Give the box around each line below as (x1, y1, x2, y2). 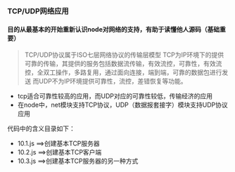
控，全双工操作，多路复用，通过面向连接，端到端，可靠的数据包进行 (24, 68, 222, 77)
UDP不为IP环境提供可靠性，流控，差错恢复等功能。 (38, 77, 187, 86)
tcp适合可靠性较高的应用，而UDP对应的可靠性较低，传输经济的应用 (17, 92, 213, 100)
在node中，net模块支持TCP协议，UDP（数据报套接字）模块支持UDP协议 (17, 100, 228, 110)
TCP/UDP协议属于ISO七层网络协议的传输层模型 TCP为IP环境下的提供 (24, 51, 224, 59)
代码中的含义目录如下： (7, 124, 75, 133)
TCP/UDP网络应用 (7, 6, 69, 15)
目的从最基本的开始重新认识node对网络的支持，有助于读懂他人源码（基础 (7, 25, 220, 33)
